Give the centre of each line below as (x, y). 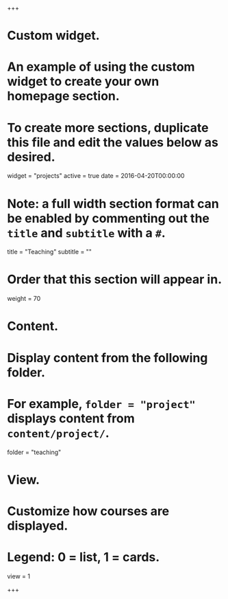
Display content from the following (107, 358)
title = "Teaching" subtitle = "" (50, 252)
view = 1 (19, 576)
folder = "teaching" (34, 452)
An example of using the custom (101, 67)
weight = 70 (24, 299)
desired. (31, 157)
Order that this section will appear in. (115, 280)
